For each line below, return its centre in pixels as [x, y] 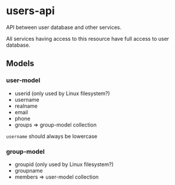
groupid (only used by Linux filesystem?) [64, 164]
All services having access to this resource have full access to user [88, 38]
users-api [30, 11]
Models [20, 64]
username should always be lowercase [52, 136]
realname [26, 106]
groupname [29, 170]
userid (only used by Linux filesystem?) [62, 93]
